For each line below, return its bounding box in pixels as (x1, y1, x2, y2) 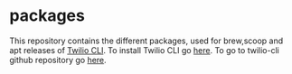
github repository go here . (9, 54, 107, 65)
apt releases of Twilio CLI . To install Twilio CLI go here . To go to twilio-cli (9, 44, 280, 55)
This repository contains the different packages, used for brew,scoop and (9, 35, 284, 46)
